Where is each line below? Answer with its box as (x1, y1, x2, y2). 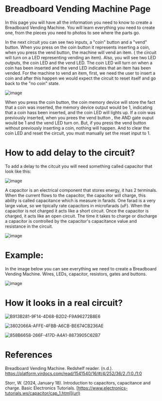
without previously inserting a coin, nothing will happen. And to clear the (5, 125, 150, 131)
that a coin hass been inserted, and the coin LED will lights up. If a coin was (5, 109, 156, 115)
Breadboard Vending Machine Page (5, 3, 151, 15)
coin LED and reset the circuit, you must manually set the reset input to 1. (5, 130, 151, 136)
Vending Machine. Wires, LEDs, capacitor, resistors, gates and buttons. (5, 271, 147, 277)
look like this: (5, 168, 32, 174)
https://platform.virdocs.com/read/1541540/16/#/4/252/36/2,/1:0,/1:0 (5, 370, 142, 376)
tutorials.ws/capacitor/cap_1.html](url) (5, 390, 81, 396)
